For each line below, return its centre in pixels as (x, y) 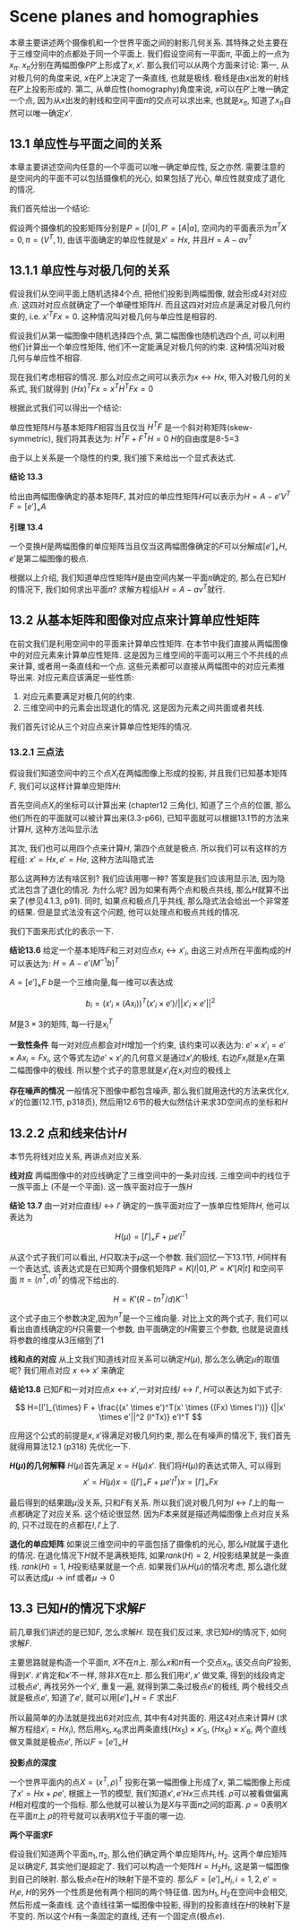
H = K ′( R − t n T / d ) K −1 (150, 1298)
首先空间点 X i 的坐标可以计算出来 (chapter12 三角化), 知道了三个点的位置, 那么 (150, 806)
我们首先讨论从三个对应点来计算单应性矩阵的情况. (101, 726)
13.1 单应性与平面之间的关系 (86, 144)
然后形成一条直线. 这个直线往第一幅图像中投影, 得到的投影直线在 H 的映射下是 (150, 1904)
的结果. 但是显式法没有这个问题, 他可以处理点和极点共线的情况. (124, 912)
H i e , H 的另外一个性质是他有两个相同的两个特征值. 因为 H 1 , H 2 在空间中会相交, (149, 1893)
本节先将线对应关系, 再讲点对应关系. (76, 1156)
